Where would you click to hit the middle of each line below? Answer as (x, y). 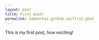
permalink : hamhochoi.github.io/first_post (50, 19)
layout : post (18, 10)
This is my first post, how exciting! (39, 33)
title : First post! (25, 14)
